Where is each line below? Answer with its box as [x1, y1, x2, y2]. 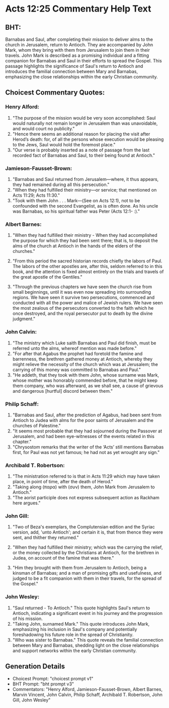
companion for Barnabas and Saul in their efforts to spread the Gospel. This [5, 58, 162, 63]
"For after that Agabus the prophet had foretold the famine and [12, 350, 143, 357]
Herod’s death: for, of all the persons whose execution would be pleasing [12, 136, 164, 142]
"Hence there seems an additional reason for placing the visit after [12, 131, 150, 137]
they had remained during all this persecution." [12, 182, 110, 188]
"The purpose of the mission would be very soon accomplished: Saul [12, 115, 156, 121]
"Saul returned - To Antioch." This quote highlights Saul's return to [12, 604, 150, 611]
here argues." [12, 500, 41, 506]
